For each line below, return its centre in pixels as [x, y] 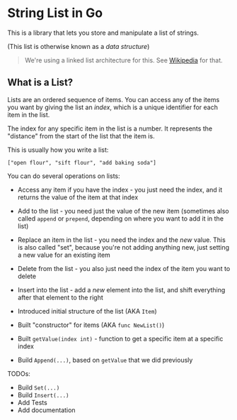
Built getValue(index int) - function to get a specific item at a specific [120, 338]
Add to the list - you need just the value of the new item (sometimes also [123, 211]
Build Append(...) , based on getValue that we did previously [105, 360]
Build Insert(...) [43, 394]
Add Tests [32, 402]
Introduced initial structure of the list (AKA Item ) [87, 311]
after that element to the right [60, 297]
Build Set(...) [39, 387]
